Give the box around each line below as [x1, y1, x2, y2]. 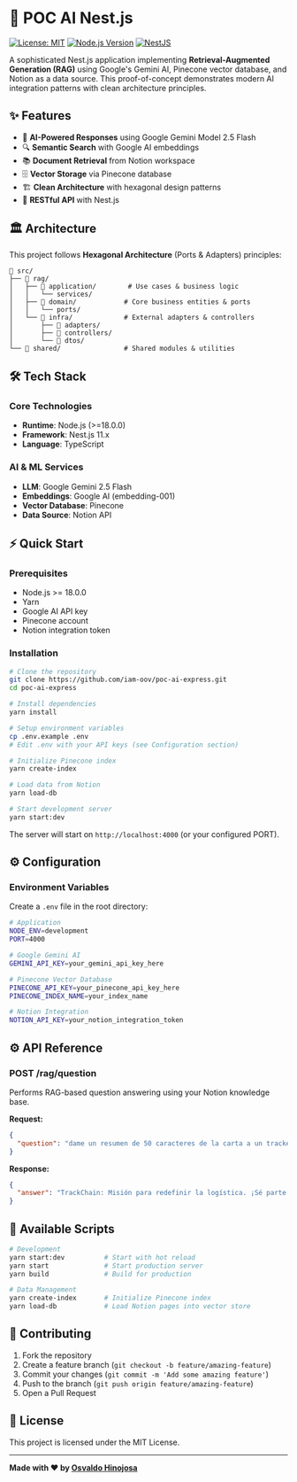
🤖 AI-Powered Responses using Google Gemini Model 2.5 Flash [21, 132, 256, 143]
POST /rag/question [9, 1067, 97, 1079]
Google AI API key [21, 606, 88, 617]
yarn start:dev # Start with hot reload [9, 1253, 196, 1261]
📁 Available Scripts [9, 1222, 115, 1237]
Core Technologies [9, 400, 93, 412]
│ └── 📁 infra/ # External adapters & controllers [9, 313, 255, 322]
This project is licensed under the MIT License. [9, 1437, 180, 1447]
